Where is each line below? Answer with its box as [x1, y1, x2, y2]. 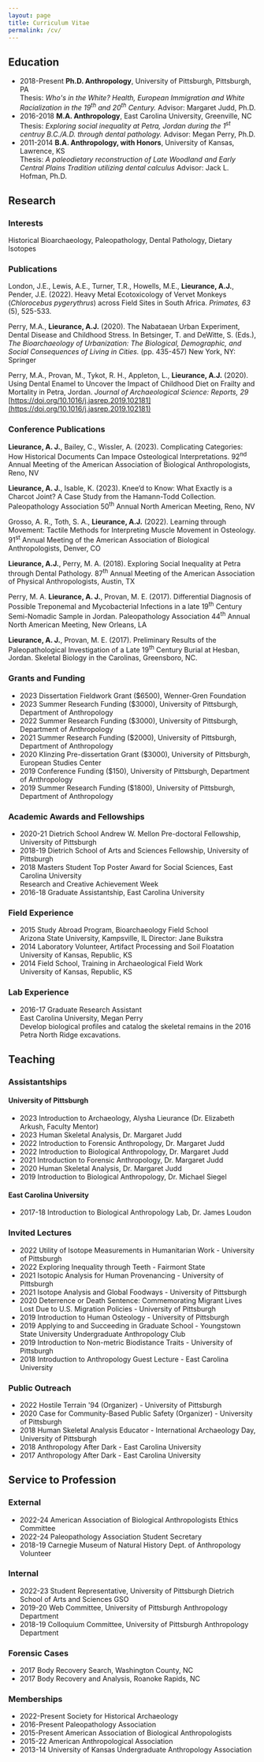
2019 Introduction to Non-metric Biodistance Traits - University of [19, 1338, 233, 1347]
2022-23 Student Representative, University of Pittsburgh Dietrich [19, 1586, 235, 1596]
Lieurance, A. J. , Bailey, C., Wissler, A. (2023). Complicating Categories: [8, 442, 244, 451]
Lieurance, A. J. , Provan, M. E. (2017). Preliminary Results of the [8, 635, 217, 644]
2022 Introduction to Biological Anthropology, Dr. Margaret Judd [19, 1147, 229, 1156]
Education [8, 55, 60, 69]
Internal [8, 1568, 39, 1579]
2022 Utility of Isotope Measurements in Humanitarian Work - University [19, 1245, 255, 1255]
